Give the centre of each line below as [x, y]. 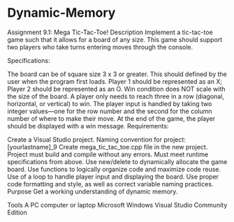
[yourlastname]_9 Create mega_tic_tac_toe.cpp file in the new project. [108, 147]
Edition [17, 212]
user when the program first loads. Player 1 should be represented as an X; [115, 81]
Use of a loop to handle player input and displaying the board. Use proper [113, 177]
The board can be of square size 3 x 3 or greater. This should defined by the [117, 74]
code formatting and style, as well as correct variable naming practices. [110, 184]
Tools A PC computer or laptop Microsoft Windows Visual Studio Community [117, 205]
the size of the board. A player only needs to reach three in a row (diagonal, [116, 96]
